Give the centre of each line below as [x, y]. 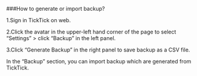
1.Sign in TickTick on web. [39, 20]
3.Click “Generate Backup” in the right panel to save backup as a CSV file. [98, 50]
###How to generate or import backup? [56, 9]
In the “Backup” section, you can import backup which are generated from [99, 61]
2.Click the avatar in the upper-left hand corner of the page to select [91, 32]
